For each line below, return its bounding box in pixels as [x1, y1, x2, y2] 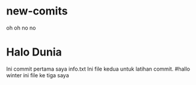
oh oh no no [6, 24, 36, 31]
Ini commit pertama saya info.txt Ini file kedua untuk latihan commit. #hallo [6, 65, 191, 72]
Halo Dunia [6, 45, 62, 59]
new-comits [6, 4, 68, 18]
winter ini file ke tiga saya [6, 71, 69, 79]
